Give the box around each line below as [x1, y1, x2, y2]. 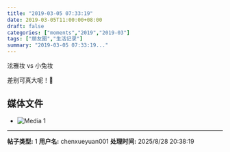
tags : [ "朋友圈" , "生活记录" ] [7, 36, 84, 42]
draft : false [7, 23, 44, 29]
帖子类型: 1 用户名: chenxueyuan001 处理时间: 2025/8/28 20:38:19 [7, 137, 194, 145]
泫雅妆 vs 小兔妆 [7, 62, 53, 69]
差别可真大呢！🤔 [7, 76, 53, 84]
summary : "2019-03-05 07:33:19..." [7, 42, 109, 49]
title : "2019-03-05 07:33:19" [7, 10, 94, 17]
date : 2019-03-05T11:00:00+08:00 [7, 16, 103, 23]
